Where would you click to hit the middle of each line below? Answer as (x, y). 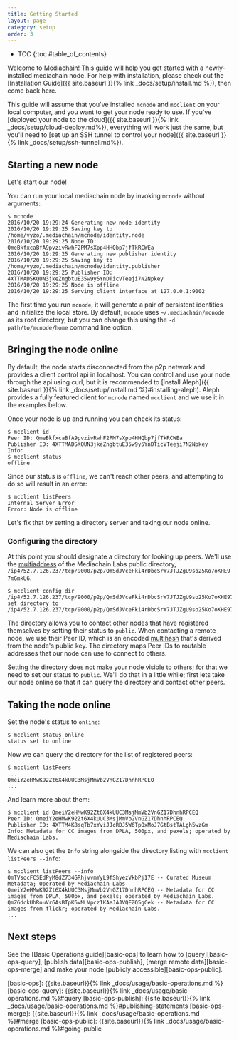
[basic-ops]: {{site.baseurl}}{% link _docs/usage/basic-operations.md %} (115, 983)
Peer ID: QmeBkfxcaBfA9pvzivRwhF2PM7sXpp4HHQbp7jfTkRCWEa (95, 438)
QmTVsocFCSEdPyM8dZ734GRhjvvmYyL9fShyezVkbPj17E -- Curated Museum (110, 877)
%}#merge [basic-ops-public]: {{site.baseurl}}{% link (86, 1021)
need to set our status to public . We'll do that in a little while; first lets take (116, 675)
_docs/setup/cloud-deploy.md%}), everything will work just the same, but (115, 127)
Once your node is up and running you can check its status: (95, 419)
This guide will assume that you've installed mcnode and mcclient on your (114, 105)
